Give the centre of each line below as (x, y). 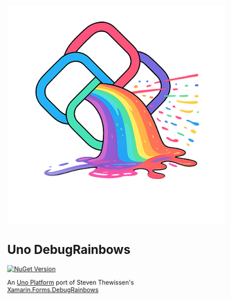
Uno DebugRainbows (69, 250)
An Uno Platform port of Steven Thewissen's (71, 282)
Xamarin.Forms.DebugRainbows (53, 289)
